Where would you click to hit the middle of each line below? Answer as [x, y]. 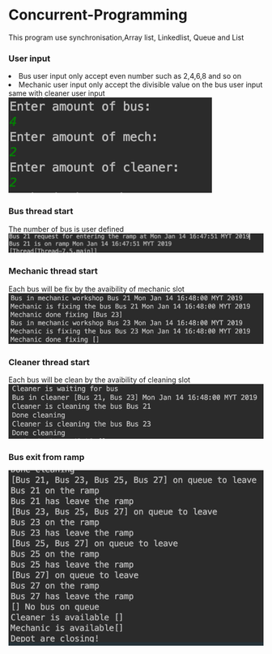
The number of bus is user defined [66, 229]
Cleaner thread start [49, 363]
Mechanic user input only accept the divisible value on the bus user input [141, 85]
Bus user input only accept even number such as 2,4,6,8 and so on [130, 76]
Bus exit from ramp [47, 457]
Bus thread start [41, 211]
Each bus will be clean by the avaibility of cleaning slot [100, 380]
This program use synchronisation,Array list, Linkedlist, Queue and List [126, 37]
